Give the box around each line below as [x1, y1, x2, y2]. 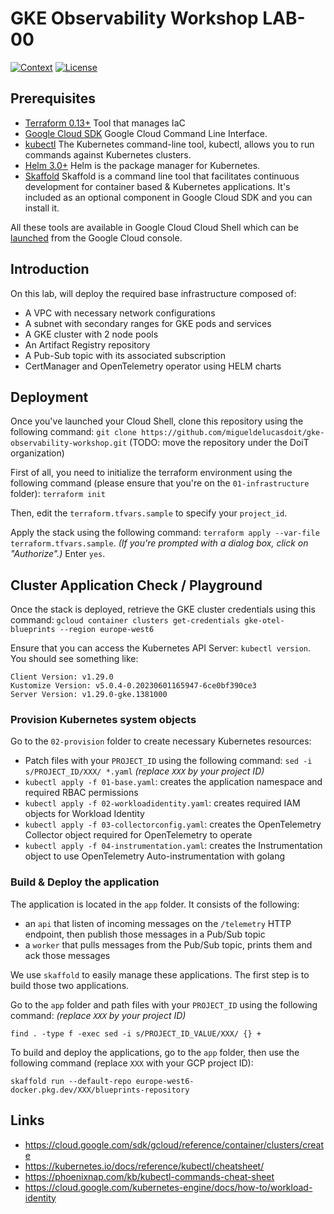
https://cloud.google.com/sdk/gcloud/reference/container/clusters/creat [24, 1138, 324, 1151]
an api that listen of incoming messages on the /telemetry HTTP [24, 917, 292, 929]
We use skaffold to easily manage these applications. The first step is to [10, 968, 310, 981]
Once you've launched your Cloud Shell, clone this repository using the [10, 415, 304, 427]
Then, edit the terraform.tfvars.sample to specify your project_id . [10, 507, 288, 519]
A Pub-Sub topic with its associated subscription [24, 349, 226, 361]
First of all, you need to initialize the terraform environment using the [10, 467, 293, 479]
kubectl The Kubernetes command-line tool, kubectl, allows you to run [24, 138, 315, 150]
